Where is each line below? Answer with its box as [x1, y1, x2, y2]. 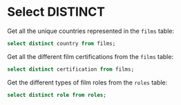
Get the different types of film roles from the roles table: [7, 78, 168, 86]
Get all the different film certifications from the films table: [7, 52, 174, 60]
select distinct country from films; [7, 40, 116, 47]
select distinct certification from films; [7, 66, 135, 73]
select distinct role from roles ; [7, 91, 107, 98]
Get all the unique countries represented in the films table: [7, 27, 175, 35]
